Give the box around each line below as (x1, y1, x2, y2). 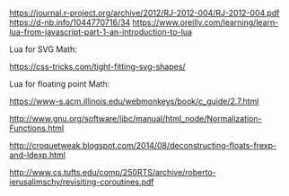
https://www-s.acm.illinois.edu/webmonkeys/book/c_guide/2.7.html (9, 96, 259, 107)
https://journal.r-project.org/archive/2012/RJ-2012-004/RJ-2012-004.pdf (9, 8, 280, 18)
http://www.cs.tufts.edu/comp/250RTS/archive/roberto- (9, 167, 217, 177)
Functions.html (9, 123, 65, 133)
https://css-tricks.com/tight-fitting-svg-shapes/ (9, 62, 186, 72)
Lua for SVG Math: (9, 44, 78, 55)
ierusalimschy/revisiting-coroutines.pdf (9, 176, 154, 187)
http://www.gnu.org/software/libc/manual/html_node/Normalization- (9, 114, 262, 124)
